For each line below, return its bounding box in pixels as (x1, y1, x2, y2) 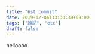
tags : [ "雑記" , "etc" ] (6, 20, 61, 26)
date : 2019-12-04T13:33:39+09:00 (6, 14, 90, 20)
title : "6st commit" (6, 8, 58, 15)
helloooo (6, 42, 28, 49)
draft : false (6, 25, 39, 32)
